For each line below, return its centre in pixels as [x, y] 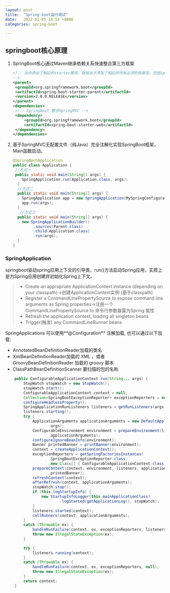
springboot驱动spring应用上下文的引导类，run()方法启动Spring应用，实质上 [84, 270]
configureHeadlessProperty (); [55, 402]
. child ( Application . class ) [61, 231]
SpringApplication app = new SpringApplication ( [74, 198]
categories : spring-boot [31, 24]
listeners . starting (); [47, 412]
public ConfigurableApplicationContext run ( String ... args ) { [81, 379]
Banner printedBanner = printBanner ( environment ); [87, 445]
